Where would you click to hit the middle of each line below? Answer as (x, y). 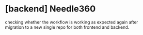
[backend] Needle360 (50, 9)
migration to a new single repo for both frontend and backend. (67, 27)
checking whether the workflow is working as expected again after (71, 22)
